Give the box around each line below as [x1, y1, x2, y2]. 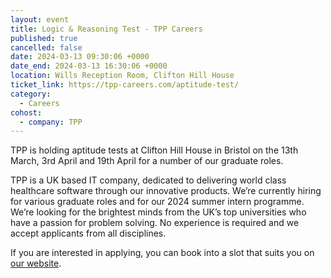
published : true [10, 33, 78, 43]
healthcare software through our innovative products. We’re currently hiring [10, 185, 322, 197]
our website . [10, 257, 62, 270]
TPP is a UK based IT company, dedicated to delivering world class [10, 174, 287, 186]
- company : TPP [19, 117, 83, 127]
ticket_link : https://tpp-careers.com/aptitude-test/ [10, 80, 240, 90]
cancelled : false [10, 42, 83, 53]
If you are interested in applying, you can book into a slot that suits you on [10, 247, 315, 259]
